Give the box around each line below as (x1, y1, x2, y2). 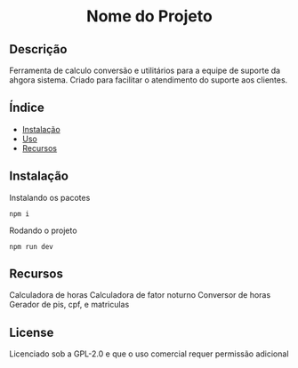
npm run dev (9, 242, 53, 251)
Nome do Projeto (85, 6, 213, 27)
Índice (9, 100, 44, 116)
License (9, 324, 54, 340)
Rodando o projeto (9, 225, 77, 236)
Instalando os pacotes (9, 192, 91, 203)
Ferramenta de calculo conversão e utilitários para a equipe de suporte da (9, 65, 281, 76)
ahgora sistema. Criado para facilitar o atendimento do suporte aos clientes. (9, 75, 288, 85)
